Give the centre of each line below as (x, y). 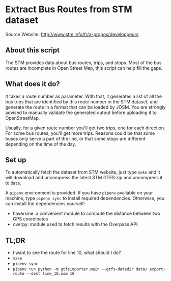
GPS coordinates (30, 219)
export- (158, 269)
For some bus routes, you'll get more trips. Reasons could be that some (80, 133)
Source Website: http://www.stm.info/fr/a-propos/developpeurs (72, 34)
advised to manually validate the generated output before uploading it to (81, 113)
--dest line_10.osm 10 (50, 274)
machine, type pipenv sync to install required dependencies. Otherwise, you (85, 198)
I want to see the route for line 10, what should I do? (67, 252)
